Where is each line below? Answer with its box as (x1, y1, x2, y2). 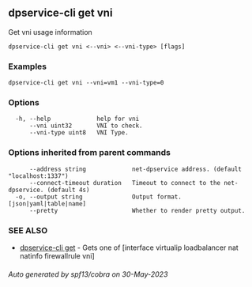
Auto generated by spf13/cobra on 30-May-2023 (8, 269, 168, 279)
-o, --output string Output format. (15, 193, 182, 201)
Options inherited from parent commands (8, 147, 171, 158)
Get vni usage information (8, 27, 92, 36)
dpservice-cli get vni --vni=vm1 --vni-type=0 (8, 79, 164, 87)
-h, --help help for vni (15, 115, 140, 123)
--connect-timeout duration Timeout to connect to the (28, 179, 221, 187)
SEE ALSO (8, 225, 48, 236)
